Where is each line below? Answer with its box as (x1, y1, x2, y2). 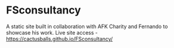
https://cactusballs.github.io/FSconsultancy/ (6, 35, 113, 42)
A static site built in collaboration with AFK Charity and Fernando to (6, 23, 168, 30)
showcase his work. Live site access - (6, 29, 98, 36)
